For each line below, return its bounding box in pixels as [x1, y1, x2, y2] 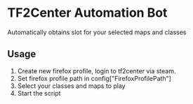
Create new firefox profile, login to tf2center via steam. [17, 66, 176, 75]
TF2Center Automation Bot [7, 5, 168, 21]
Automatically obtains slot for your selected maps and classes [7, 28, 187, 36]
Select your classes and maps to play [17, 82, 126, 90]
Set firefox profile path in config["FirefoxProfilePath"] [17, 74, 172, 82]
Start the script [17, 89, 61, 97]
